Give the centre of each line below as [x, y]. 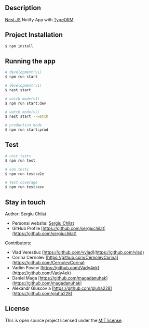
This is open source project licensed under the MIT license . [64, 320]
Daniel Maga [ [26, 278]
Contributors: [18, 243]
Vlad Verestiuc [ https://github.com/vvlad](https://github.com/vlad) [78, 252]
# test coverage [21, 183]
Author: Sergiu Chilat [26, 214]
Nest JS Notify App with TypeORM [39, 19]
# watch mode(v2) [22, 112]
